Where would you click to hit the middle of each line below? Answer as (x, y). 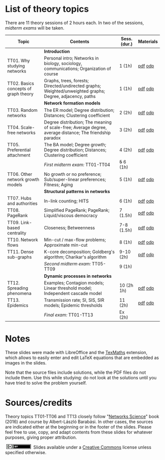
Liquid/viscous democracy (71, 216)
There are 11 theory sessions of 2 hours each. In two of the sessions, (74, 23)
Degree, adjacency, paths (70, 97)
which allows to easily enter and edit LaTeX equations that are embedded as (82, 358)
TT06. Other (20, 174)
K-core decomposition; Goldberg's (79, 252)
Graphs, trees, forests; (67, 81)
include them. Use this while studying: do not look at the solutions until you (81, 377)
